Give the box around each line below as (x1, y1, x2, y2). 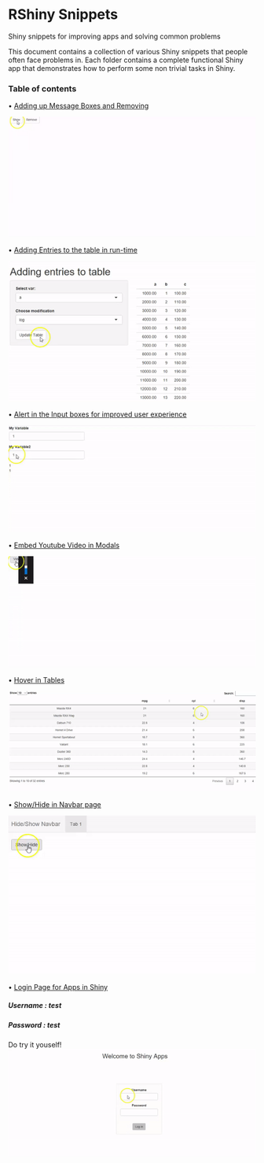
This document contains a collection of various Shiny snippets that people (8, 46, 248, 56)
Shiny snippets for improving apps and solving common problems (8, 31, 222, 41)
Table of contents (8, 83, 77, 94)
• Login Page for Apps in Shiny (8, 982, 108, 991)
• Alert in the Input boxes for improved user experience (8, 409, 187, 419)
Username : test (8, 1000, 62, 1009)
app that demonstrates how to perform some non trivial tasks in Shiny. (8, 63, 236, 72)
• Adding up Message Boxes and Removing (8, 101, 149, 111)
